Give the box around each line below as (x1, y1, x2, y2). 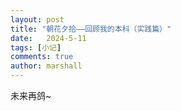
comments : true (10, 52, 74, 62)
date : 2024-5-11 (10, 33, 87, 43)
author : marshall (10, 61, 83, 71)
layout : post (10, 14, 65, 25)
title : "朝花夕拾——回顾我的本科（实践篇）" (10, 24, 172, 34)
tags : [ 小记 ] (10, 42, 62, 53)
